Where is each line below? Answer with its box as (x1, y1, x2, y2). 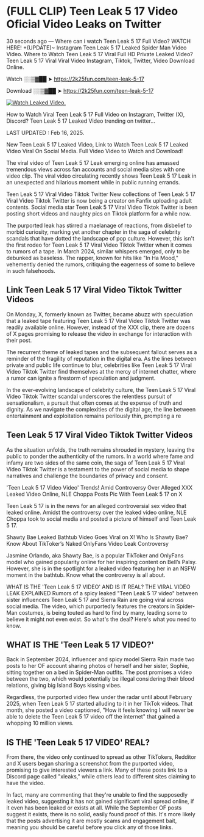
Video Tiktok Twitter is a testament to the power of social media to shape (6, 465, 190, 473)
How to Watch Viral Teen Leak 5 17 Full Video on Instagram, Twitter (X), (6, 111, 185, 118)
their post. (6, 336, 32, 344)
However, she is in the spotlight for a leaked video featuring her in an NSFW (6, 565, 197, 572)
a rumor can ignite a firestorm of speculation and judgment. (6, 374, 156, 382)
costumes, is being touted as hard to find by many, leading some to (18, 609, 188, 616)
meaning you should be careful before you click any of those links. (6, 824, 174, 831)
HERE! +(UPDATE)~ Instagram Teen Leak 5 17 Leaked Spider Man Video (6, 44, 187, 51)
